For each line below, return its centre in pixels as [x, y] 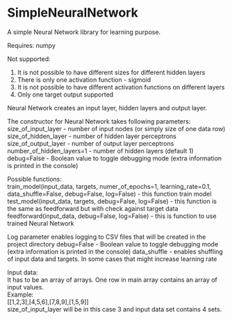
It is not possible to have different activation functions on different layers [121, 87]
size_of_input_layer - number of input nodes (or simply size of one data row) [116, 128]
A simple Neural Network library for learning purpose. [84, 32]
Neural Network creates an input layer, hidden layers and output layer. [107, 108]
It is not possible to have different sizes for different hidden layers [111, 72]
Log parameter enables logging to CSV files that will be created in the [107, 237]
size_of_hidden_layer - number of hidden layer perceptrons [92, 136]
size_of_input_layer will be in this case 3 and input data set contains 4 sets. [115, 309]
